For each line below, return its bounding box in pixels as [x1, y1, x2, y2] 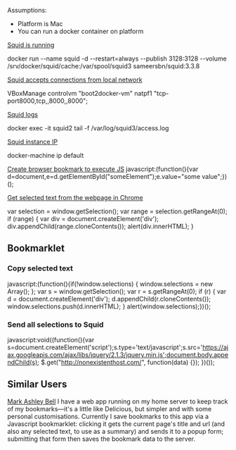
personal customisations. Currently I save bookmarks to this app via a [7, 412, 209, 420]
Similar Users [7, 378, 67, 390]
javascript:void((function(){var [7, 335, 95, 344]
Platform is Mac [17, 20, 63, 27]
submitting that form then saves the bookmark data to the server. [7, 435, 195, 443]
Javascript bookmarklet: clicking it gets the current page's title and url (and [7, 419, 225, 428]
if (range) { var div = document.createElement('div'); [7, 215, 159, 223]
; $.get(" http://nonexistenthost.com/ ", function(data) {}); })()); [37, 358, 216, 366]
